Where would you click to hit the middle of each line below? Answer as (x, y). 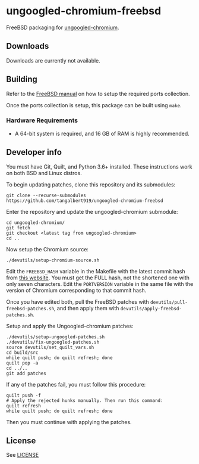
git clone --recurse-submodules (46, 195)
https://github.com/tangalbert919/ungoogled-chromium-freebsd (85, 201)
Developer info (34, 152)
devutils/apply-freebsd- (151, 309)
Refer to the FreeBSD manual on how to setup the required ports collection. (98, 94)
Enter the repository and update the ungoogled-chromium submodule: (92, 211)
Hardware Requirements (42, 120)
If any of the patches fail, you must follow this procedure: (76, 384)
